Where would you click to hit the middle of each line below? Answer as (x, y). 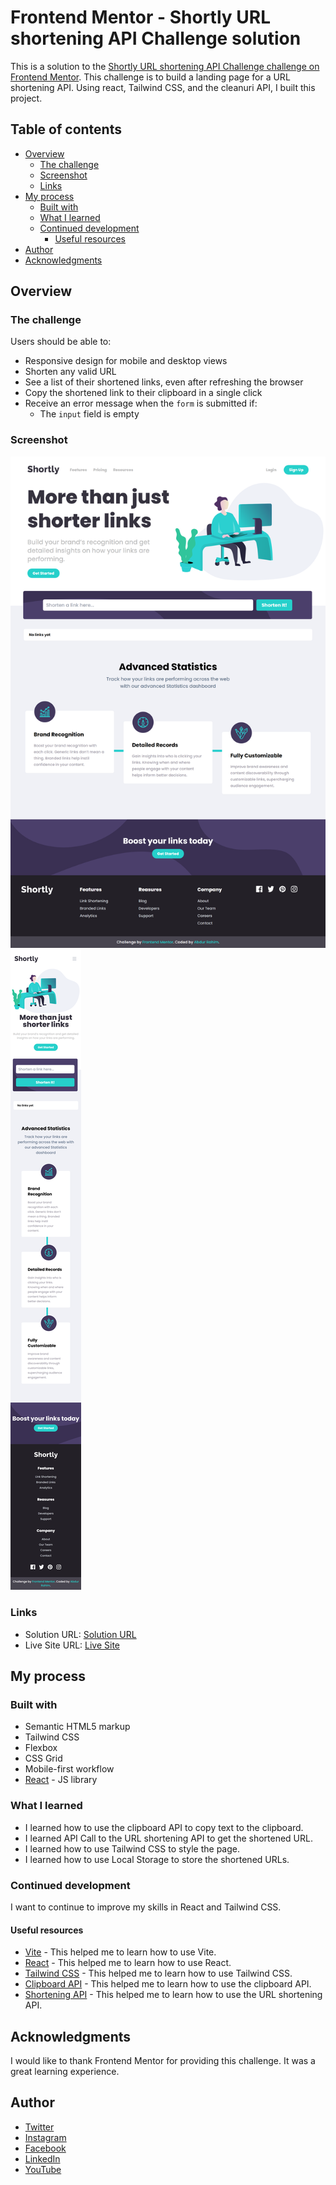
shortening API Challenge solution (156, 38)
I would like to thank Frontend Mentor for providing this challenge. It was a (163, 2061)
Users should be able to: (61, 342)
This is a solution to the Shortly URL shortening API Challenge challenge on (165, 66)
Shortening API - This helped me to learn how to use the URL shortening (173, 1995)
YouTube (43, 2169)
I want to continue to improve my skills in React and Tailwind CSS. (146, 1907)
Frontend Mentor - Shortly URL (140, 17)
